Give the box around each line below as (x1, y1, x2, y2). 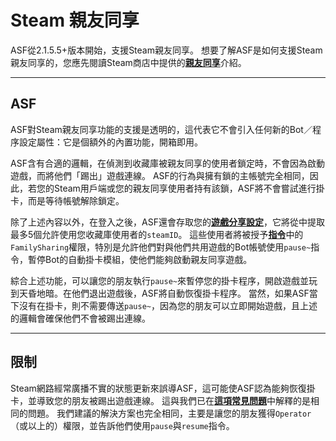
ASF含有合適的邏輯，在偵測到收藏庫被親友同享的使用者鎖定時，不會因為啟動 (10, 157, 325, 169)
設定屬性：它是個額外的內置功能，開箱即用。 (18, 136, 203, 148)
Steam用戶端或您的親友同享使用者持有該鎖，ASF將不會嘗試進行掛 (53, 182, 325, 194)
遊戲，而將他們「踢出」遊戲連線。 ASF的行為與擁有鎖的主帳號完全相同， (10, 169, 310, 181)
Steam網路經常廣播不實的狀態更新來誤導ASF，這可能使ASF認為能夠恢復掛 (10, 382, 316, 394)
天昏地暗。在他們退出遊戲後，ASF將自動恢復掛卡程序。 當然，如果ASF (18, 287, 310, 299)
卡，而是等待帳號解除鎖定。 (10, 194, 125, 206)
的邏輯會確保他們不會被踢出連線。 (10, 312, 151, 324)
